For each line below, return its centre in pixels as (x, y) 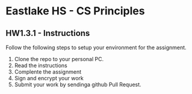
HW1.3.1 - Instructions (48, 33)
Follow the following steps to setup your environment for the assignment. (96, 47)
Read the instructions (41, 65)
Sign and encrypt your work (49, 78)
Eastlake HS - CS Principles (75, 11)
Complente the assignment (48, 72)
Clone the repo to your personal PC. (59, 59)
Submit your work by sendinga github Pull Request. (78, 84)
